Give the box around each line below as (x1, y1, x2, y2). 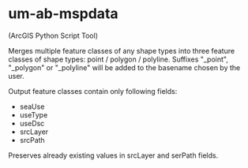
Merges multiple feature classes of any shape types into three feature (8, 46, 235, 55)
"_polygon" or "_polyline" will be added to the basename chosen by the (8, 62, 241, 72)
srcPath (19, 135, 45, 144)
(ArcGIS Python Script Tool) (8, 31, 99, 40)
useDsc (19, 118, 45, 128)
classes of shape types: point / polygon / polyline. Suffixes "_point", (8, 54, 229, 64)
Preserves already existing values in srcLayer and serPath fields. (8, 151, 219, 160)
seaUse (19, 102, 45, 111)
